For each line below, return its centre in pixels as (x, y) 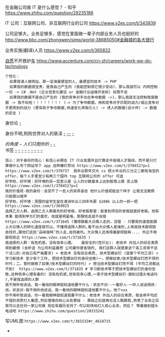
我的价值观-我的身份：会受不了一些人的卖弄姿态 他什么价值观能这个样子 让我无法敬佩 (80, 191)
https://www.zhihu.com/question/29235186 (49, 13)
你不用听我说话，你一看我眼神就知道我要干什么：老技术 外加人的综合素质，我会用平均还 (81, 295)
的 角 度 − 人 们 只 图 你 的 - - (30, 144)
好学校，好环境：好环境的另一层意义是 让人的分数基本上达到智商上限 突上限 (71, 182)
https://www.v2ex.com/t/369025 (37, 206)
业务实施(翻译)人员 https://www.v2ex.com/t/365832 (58, 50)
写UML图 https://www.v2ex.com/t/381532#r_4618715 (58, 321)
